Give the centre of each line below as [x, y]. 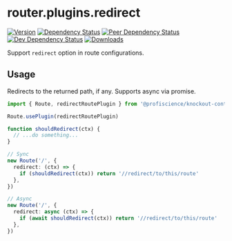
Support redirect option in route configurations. [76, 53]
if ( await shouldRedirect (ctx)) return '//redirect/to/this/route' [118, 218]
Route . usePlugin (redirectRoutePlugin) [63, 116]
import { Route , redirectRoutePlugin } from [72, 104]
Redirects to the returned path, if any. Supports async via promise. [101, 91]
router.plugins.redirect [74, 13]
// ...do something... [46, 135]
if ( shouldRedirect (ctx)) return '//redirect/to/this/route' [109, 173]
